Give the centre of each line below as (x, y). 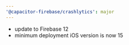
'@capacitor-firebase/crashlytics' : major (60, 12)
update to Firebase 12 (41, 29)
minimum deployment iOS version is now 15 (69, 35)
